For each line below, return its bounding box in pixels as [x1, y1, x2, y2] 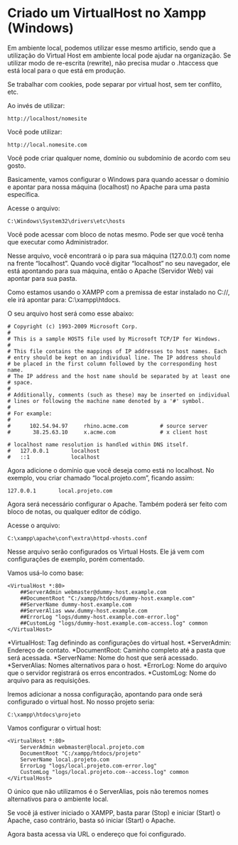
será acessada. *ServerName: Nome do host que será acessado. [7, 653, 199, 662]
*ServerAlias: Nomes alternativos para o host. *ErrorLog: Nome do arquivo [7, 661, 227, 669]
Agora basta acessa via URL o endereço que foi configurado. [7, 829, 186, 838]
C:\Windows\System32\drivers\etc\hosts [7, 217, 126, 225]
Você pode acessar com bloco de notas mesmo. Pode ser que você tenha [7, 230, 224, 239]
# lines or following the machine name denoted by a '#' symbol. [7, 397, 205, 404]
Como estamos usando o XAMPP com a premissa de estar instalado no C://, [7, 288, 230, 296]
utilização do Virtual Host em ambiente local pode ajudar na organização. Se [7, 51, 232, 60]
